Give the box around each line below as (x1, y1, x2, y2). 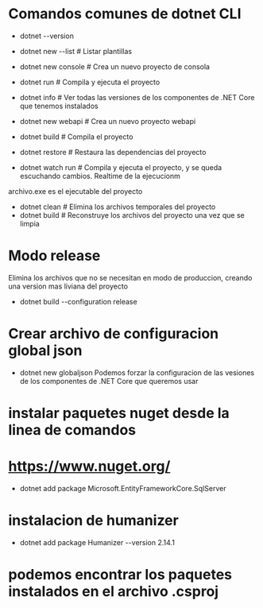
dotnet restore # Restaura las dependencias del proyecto (19, 147, 207, 157)
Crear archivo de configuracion (8, 325, 219, 343)
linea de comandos (8, 421, 137, 439)
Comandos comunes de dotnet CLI (8, 5, 242, 23)
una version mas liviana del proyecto (8, 281, 129, 291)
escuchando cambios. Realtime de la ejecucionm (19, 171, 180, 180)
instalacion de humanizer (8, 512, 179, 529)
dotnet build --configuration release (19, 296, 137, 306)
